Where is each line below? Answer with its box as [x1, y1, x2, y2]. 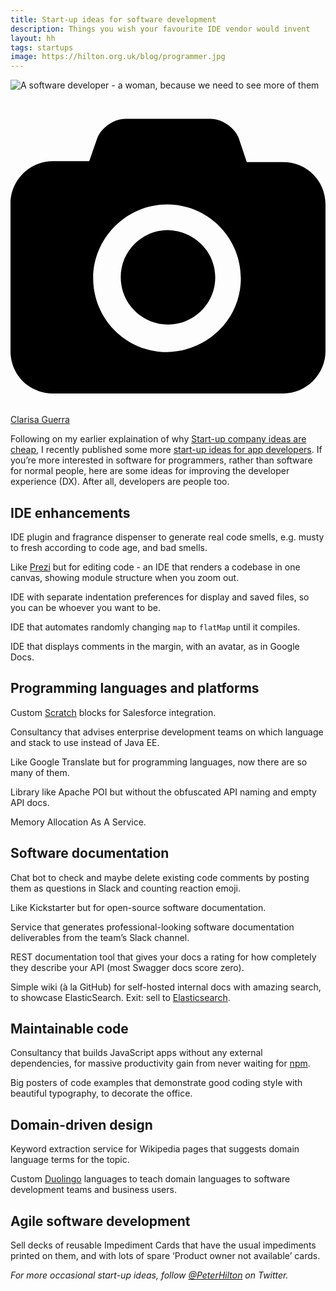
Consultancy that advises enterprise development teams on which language [10, 726, 324, 738]
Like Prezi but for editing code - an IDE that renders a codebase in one [10, 561, 301, 573]
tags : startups [10, 42, 74, 53]
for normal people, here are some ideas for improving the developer [10, 465, 290, 477]
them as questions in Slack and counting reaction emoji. [10, 882, 241, 894]
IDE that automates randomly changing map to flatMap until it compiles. [10, 621, 301, 633]
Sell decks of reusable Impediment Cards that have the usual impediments [10, 1239, 317, 1251]
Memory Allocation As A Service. [10, 816, 147, 828]
